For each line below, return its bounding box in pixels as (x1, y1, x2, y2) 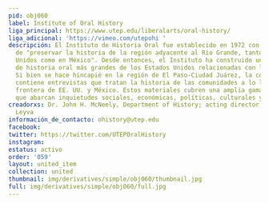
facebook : (8, 123, 42, 131)
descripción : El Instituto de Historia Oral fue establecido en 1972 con (8, 42, 260, 50)
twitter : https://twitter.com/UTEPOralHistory (8, 130, 167, 138)
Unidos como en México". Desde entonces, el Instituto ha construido (15, 57, 252, 65)
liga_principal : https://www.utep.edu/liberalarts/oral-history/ (8, 26, 231, 34)
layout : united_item (8, 161, 78, 169)
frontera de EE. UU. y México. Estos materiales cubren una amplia (15, 86, 246, 94)
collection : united (8, 168, 74, 176)
